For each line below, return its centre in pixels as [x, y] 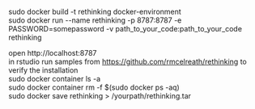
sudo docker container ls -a [55, 79]
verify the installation [43, 70]
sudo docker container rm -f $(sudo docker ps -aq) [94, 87]
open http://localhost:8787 [53, 53]
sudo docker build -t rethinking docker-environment [95, 12]
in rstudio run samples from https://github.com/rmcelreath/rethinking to [127, 61]
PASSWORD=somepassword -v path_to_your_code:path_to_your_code [125, 29]
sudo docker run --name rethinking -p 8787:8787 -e [95, 20]
